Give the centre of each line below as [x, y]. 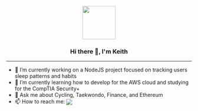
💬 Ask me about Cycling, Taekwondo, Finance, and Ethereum [89, 95]
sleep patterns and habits [45, 76]
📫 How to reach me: [40, 102]
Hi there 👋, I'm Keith [99, 51]
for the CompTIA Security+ [47, 89]
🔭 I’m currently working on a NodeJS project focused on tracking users [101, 70]
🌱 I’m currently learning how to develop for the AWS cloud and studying [102, 83]
